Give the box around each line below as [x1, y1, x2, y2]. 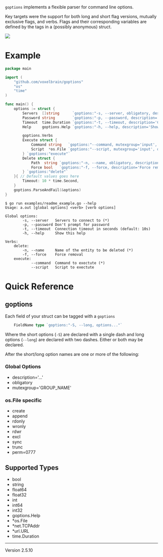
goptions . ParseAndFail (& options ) [14, 187, 81, 192]
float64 [12, 486, 27, 492]
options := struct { [14, 107, 55, 111]
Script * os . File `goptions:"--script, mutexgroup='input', [31, 147, 155, 152]
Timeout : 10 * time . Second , [22, 179, 79, 184]
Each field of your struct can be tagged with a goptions [5, 313, 115, 319]
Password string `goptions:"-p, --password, [22, 115, 130, 120]
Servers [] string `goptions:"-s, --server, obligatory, [22, 111, 151, 116]
